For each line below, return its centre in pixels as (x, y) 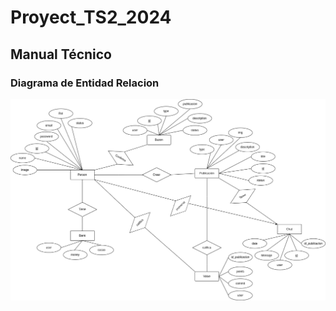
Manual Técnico (61, 54)
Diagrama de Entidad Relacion (85, 83)
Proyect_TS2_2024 (91, 17)
